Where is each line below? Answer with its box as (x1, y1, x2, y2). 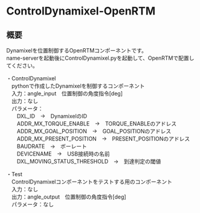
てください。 (6, 62, 38, 69)
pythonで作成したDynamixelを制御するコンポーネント (11, 83, 145, 89)
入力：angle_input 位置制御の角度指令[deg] (11, 90, 123, 97)
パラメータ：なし (11, 201, 54, 208)
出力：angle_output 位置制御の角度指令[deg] (11, 193, 126, 200)
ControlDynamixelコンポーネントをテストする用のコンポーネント (11, 178, 172, 185)
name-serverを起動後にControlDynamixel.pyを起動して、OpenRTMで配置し (6, 54, 195, 62)
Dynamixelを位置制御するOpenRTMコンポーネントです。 (6, 47, 147, 54)
